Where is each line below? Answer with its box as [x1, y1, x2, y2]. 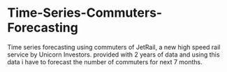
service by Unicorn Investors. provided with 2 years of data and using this [7, 50, 220, 59]
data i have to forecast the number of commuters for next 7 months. [7, 57, 203, 66]
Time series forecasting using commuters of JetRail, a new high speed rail [7, 43, 221, 51]
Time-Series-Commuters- [7, 5, 163, 21]
